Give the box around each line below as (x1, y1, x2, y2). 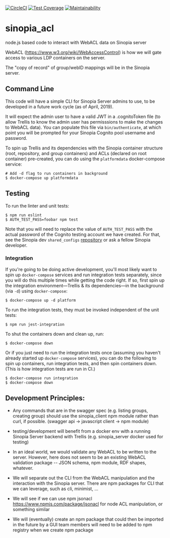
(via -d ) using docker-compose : (5, 288, 67, 294)
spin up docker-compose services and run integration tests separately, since (5, 272, 162, 278)
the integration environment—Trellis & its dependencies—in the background (5, 282, 164, 288)
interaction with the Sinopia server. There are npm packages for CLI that (12, 480, 164, 486)
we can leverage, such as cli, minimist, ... (12, 486, 99, 492)
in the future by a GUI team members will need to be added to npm (12, 521, 152, 527)
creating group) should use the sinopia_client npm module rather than (12, 412, 159, 419)
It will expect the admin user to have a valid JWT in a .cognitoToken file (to (5, 113, 161, 119)
